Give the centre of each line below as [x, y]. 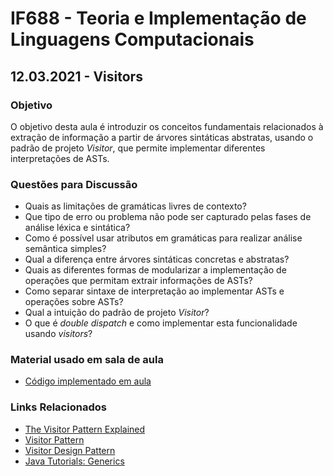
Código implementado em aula [88, 381]
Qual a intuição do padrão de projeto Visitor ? [117, 313]
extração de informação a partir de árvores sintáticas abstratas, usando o [162, 137]
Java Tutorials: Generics [74, 461]
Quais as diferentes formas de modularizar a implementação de [155, 270]
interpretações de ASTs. [60, 158]
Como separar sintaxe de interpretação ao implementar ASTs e [154, 291]
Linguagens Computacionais [132, 39]
